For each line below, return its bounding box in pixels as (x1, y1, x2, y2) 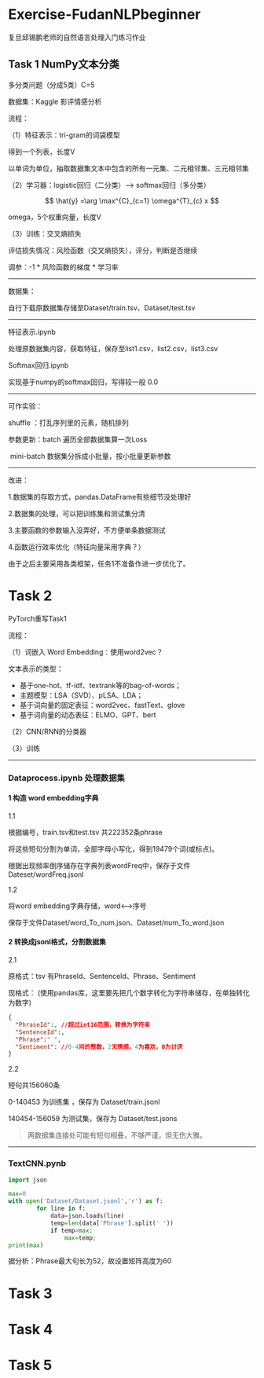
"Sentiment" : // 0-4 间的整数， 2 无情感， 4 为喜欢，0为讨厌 (15, 1043, 183, 1050)
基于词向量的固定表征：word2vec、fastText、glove (19, 700, 185, 709)
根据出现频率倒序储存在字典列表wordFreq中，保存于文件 (8, 860, 191, 870)
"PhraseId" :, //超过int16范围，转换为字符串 (15, 1021, 151, 1028)
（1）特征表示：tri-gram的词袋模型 (8, 130, 120, 139)
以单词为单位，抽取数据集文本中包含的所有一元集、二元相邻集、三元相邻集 (8, 163, 249, 173)
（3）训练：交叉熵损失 (8, 229, 82, 238)
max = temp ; (64, 1233, 97, 1242)
